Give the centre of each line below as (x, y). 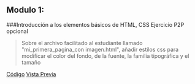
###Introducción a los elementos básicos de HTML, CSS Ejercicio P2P (95, 24)
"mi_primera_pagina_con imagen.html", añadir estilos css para (100, 49)
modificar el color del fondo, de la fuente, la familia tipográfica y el (105, 56)
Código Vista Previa (31, 74)
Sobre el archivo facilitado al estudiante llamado (82, 43)
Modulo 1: (25, 10)
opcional (17, 31)
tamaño (31, 62)
